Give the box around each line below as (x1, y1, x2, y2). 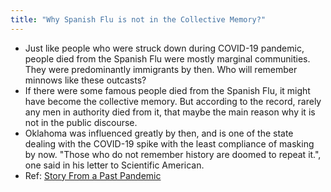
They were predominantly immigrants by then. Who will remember (24, 63, 298, 75)
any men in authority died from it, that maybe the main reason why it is (24, 106, 316, 118)
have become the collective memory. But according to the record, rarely (24, 95, 322, 107)
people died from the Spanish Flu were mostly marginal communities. (24, 52, 311, 65)
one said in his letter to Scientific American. (24, 159, 205, 171)
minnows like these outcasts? (24, 74, 147, 86)
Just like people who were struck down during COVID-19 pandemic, (24, 42, 305, 54)
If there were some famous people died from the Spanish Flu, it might (24, 84, 311, 96)
